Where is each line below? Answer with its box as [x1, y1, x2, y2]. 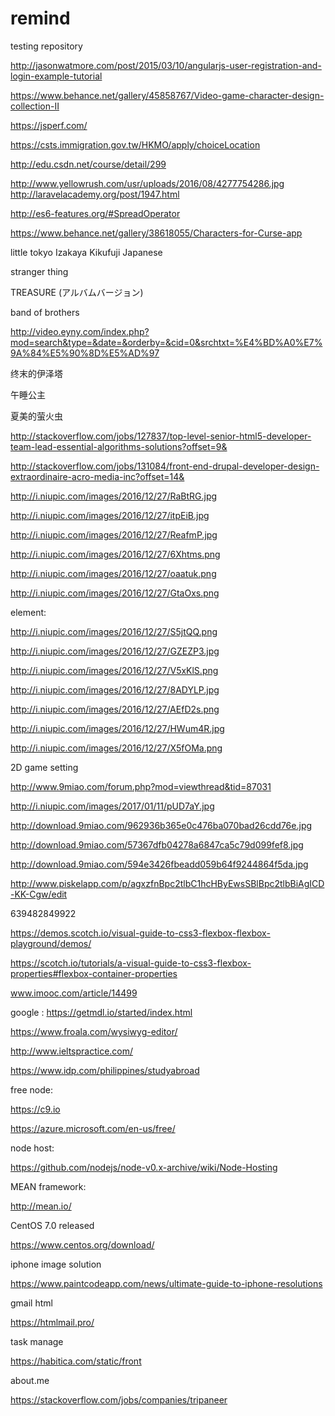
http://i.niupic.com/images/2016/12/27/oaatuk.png [10, 567, 217, 579]
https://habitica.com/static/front [10, 1355, 142, 1367]
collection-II [10, 100, 60, 112]
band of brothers [10, 306, 80, 318]
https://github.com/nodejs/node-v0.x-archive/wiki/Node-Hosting [10, 1161, 278, 1173]
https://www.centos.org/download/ [10, 1238, 155, 1251]
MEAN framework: [10, 1180, 87, 1192]
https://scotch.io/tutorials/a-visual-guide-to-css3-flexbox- [10, 957, 252, 969]
